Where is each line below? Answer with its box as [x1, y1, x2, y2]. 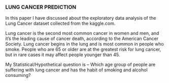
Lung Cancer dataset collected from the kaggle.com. [5, 20, 116, 26]
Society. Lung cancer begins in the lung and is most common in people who [5, 41, 164, 47]
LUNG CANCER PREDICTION [5, 4, 77, 11]
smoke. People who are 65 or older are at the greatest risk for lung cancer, [5, 47, 161, 53]
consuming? [5, 72, 31, 78]
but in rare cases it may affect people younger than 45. [5, 52, 120, 58]
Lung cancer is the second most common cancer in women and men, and [5, 30, 159, 36]
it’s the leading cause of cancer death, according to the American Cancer [5, 35, 159, 41]
